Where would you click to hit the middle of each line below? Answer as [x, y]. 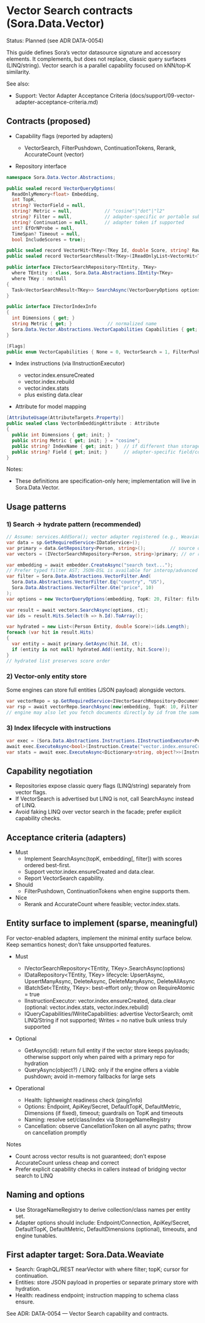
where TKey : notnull [39, 279]
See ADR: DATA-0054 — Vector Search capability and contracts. [88, 1314]
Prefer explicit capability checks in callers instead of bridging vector [101, 1169]
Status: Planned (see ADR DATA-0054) [55, 40]
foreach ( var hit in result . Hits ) [50, 632]
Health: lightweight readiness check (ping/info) [83, 1100]
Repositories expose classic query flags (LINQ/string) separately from [103, 786]
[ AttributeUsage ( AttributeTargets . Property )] [65, 418]
